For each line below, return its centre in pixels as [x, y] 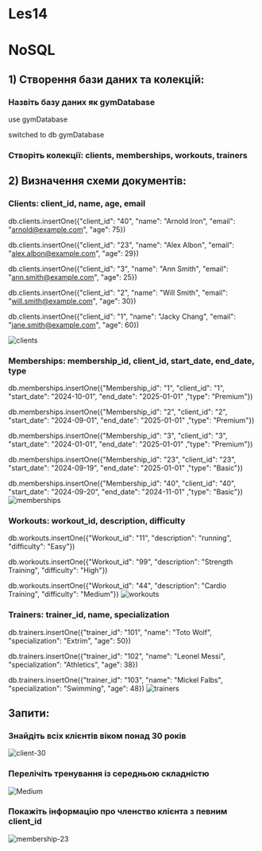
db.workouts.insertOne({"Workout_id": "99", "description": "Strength [121, 562]
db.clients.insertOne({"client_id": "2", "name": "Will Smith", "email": [118, 292]
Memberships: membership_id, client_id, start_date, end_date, [131, 361]
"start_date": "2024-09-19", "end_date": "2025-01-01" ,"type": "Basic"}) [126, 468]
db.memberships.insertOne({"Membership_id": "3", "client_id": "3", [118, 435]
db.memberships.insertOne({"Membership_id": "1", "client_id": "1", [116, 388]
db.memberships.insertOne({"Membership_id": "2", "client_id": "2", [118, 412]
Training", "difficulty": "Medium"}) [64, 594]
